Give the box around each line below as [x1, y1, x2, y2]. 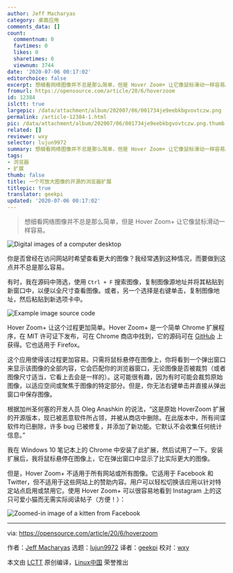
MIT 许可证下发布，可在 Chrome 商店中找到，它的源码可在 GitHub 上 [26, 332, 223, 340]
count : [7, 29, 26, 37]
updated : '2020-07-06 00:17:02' [7, 197, 101, 205]
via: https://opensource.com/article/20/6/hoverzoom [7, 529, 158, 537]
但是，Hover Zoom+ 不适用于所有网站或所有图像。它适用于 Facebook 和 [7, 470, 214, 477]
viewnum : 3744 [13, 62, 54, 69]
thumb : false [7, 172, 45, 178]
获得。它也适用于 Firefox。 [7, 341, 84, 349]
